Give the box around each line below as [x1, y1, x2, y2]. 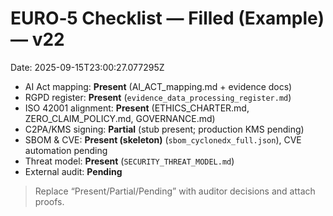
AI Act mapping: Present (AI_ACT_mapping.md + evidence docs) [24, 80, 293, 92]
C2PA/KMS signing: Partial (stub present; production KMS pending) [24, 123, 305, 135]
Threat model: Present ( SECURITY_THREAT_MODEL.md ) [24, 155, 235, 167]
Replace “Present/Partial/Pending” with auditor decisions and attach [34, 185, 316, 197]
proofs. [34, 195, 65, 207]
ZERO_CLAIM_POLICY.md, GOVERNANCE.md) [24, 112, 216, 124]
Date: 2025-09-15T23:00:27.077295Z [10, 61, 165, 73]
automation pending [24, 144, 108, 156]
